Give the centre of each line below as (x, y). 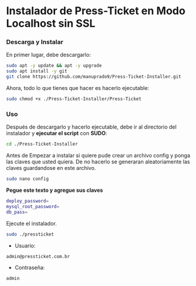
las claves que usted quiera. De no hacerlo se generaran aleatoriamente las (98, 162)
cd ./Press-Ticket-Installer (42, 144)
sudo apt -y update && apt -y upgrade (54, 66)
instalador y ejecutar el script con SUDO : (57, 133)
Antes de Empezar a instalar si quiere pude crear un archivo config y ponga (98, 156)
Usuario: (25, 245)
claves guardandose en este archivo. (51, 168)
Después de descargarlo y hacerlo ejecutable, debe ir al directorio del (91, 127)
